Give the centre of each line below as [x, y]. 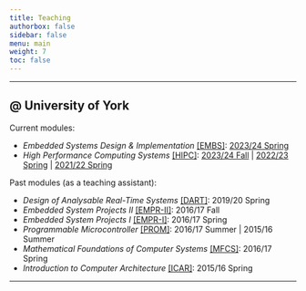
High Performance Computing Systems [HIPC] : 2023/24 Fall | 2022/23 [155, 155]
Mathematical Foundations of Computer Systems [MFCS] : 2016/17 [147, 248]
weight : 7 [28, 52]
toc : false [30, 60]
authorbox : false [42, 26]
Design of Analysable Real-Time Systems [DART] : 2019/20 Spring [146, 200]
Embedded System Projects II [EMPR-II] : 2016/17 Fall [121, 210]
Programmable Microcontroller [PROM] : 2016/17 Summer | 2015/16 [148, 229]
